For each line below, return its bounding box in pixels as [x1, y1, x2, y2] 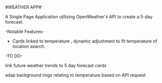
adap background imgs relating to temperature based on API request [5, 72, 146, 78]
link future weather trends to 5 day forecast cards [5, 63, 107, 68]
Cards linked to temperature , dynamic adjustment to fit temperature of [12, 38, 158, 44]
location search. [12, 43, 46, 49]
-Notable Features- [5, 29, 45, 34]
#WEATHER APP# [5, 4, 42, 10]
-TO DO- [5, 53, 23, 59]
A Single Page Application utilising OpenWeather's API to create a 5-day [5, 14, 153, 19]
